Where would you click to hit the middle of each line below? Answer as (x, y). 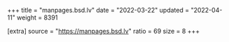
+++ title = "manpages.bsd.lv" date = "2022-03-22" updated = (98, 10)
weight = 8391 (37, 17)
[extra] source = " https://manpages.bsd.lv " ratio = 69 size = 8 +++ (104, 31)
